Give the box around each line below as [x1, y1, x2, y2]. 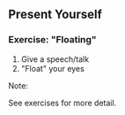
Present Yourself [8, 7, 103, 22]
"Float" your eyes [20, 63, 85, 73]
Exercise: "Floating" [8, 34, 98, 46]
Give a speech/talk [20, 53, 90, 65]
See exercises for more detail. [8, 97, 117, 108]
